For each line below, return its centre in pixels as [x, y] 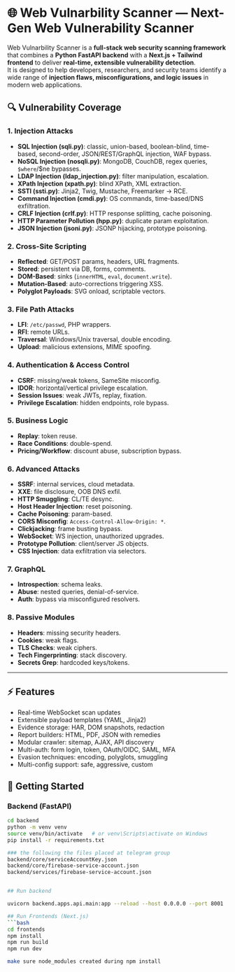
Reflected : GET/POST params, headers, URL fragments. [98, 261]
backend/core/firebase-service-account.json [73, 866]
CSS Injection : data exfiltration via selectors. [82, 551]
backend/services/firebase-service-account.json [79, 873]
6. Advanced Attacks [44, 469]
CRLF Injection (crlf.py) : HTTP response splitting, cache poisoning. [115, 213]
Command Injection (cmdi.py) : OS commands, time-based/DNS [111, 198]
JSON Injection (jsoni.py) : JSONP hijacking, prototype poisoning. [112, 228]
